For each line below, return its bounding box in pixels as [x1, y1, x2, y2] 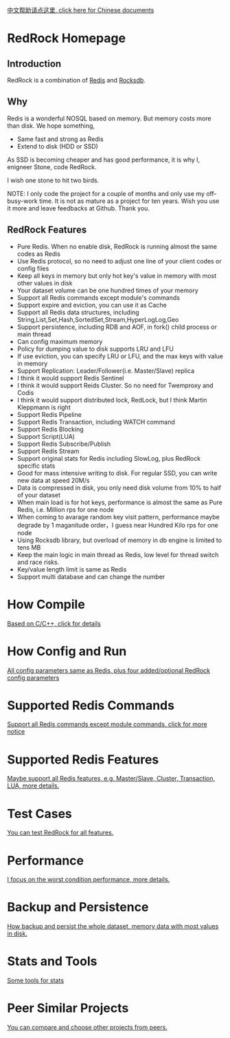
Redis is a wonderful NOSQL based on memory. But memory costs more [7, 114, 211, 122]
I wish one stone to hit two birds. [7, 176, 100, 184]
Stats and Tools [7, 953, 97, 969]
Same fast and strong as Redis [16, 135, 104, 143]
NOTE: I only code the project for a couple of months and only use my [7, 189, 205, 197]
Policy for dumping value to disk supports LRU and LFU [16, 345, 174, 353]
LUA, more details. [7, 781, 60, 790]
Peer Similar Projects [7, 1000, 129, 1016]
